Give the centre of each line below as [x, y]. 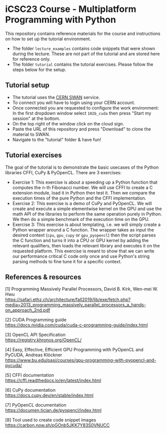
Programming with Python [61, 20]
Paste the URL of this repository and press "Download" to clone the [82, 129]
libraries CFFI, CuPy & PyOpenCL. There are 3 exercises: [64, 172]
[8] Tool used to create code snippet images [51, 420]
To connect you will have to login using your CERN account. [74, 103]
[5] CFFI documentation [29, 375]
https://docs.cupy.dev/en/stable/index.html [49, 395]
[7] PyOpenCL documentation [36, 405]
